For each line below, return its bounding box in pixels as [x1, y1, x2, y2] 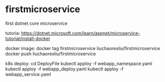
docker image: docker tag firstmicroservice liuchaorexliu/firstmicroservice [5, 45, 160, 51]
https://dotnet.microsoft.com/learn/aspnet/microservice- [21, 30, 141, 36]
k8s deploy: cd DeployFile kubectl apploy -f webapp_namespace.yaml [5, 60, 152, 66]
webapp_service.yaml [5, 71, 51, 77]
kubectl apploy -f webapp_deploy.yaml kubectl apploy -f [5, 66, 123, 72]
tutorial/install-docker [5, 35, 51, 42]
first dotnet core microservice [5, 20, 68, 26]
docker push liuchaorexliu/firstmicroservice [5, 51, 96, 57]
